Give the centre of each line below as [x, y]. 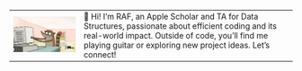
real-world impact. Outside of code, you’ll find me [176, 35]
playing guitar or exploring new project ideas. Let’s [177, 45]
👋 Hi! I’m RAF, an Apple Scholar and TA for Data [171, 16]
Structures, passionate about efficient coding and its [180, 26]
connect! [100, 54]
